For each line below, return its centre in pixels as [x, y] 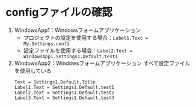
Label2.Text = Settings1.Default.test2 [64, 93]
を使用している [33, 70]
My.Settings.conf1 [46, 44]
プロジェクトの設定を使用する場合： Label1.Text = [86, 37]
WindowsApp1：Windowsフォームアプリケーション [78, 30]
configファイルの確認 [59, 12]
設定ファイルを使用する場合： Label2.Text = [78, 50]
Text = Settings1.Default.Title [55, 82]
